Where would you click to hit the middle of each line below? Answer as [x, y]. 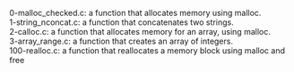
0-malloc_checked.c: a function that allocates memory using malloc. [135, 13]
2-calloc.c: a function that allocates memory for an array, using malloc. [140, 32]
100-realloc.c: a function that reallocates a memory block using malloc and [147, 51]
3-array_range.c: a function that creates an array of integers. [121, 41]
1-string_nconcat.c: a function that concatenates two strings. [122, 22]
